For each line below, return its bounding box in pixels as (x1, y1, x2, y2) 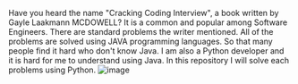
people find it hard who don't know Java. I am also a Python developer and (8, 46, 285, 56)
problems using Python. (8, 64, 97, 75)
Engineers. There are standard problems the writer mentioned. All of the (8, 27, 274, 37)
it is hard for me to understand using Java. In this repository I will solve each (8, 55, 290, 65)
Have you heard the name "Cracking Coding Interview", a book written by (8, 8, 279, 18)
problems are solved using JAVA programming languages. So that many (8, 36, 274, 46)
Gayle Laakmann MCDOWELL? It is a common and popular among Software (8, 17, 288, 28)
